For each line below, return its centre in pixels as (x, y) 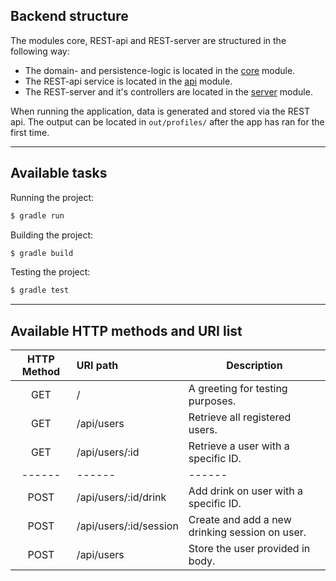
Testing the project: (50, 272)
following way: (40, 51)
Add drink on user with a (245, 491)
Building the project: (52, 235)
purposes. (212, 401)
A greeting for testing (238, 389)
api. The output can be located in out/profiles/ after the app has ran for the (167, 121)
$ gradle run (37, 215)
